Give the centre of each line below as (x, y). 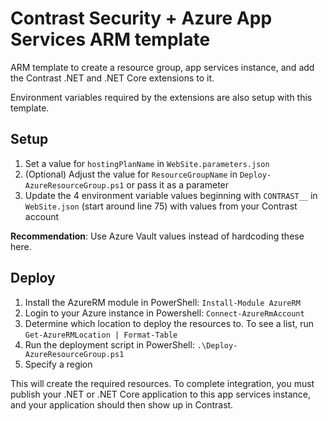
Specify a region (58, 364)
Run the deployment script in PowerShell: (109, 344)
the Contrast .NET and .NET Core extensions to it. (112, 78)
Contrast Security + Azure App (141, 18)
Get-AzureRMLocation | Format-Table (101, 335)
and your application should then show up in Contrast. (122, 404)
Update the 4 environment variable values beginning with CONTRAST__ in (171, 195)
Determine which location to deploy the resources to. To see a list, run (169, 323)
